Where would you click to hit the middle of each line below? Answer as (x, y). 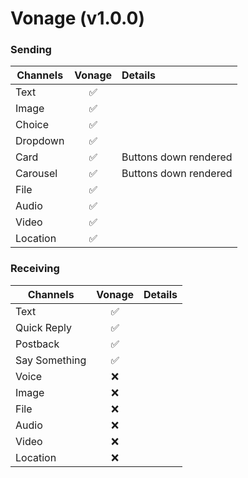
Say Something (51, 360)
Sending (31, 50)
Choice (32, 125)
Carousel (36, 174)
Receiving (35, 269)
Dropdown (40, 141)
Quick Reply (43, 327)
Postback (37, 344)
